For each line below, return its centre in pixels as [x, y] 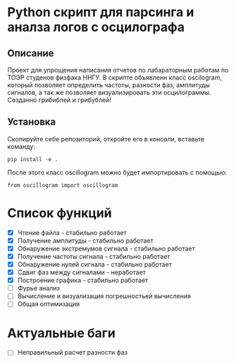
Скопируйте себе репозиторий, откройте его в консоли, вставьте [106, 139]
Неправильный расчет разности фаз [73, 352]
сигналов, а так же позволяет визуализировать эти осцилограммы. [109, 93]
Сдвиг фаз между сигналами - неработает [82, 272]
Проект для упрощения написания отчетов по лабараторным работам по [118, 70]
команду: [21, 146]
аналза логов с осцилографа [96, 27]
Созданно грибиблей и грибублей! [59, 100]
